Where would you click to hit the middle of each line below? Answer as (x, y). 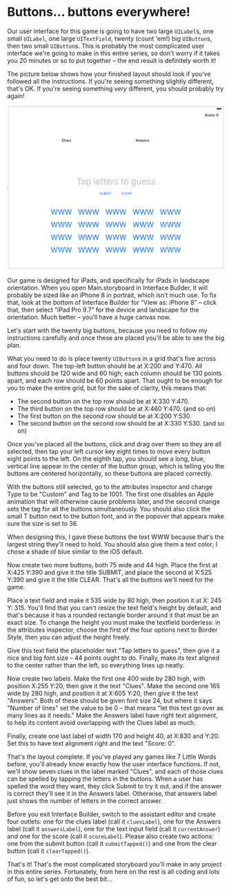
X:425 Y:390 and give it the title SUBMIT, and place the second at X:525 (110, 572)
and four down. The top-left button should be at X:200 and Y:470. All (105, 366)
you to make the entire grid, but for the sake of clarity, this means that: (107, 388)
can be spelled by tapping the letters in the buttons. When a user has (105, 779)
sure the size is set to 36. (43, 523)
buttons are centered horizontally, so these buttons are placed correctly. (110, 473)
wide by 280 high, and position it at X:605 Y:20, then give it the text (103, 693)
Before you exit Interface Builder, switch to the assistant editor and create (111, 814)
